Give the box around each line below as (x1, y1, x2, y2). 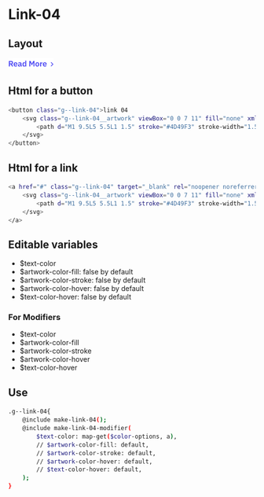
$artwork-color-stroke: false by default (19, 275, 146, 285)
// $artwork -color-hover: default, (36, 458, 153, 466)
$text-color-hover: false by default (19, 293, 132, 302)
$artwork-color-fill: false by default (19, 267, 134, 277)
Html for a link (8, 161, 79, 175)
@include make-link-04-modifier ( (22, 425, 132, 433)
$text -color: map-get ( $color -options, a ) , (36, 433, 178, 440)
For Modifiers (8, 312, 61, 323)
